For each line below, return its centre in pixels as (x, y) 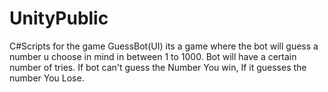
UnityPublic (59, 18)
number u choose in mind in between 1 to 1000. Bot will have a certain (153, 56)
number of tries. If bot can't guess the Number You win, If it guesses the (158, 67)
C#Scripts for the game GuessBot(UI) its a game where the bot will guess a (164, 46)
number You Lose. (47, 78)
